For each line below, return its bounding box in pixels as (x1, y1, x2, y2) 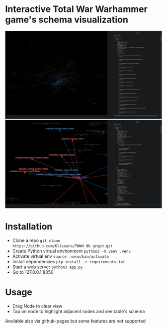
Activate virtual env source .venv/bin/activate (12, 253, 109, 259)
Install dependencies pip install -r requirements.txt (12, 258, 125, 264)
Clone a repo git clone (12, 237, 61, 243)
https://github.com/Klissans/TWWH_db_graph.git (12, 243, 113, 248)
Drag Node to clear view (12, 303, 63, 309)
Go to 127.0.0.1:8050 (12, 269, 54, 275)
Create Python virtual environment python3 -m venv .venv (12, 248, 131, 254)
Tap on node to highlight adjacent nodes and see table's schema (12, 308, 145, 314)
